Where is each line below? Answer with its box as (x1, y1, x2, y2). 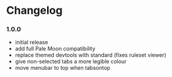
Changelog (6, 4, 63, 17)
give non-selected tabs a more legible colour (14, 58, 127, 65)
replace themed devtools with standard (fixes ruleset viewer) (14, 52, 167, 59)
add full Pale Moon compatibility (14, 45, 95, 52)
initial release (14, 38, 48, 46)
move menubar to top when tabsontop (14, 64, 110, 72)
